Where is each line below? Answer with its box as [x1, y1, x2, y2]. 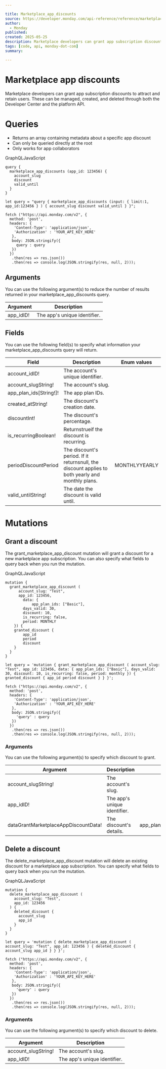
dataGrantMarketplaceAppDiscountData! [7, 822, 102, 829]
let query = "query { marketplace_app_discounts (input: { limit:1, [5, 199, 149, 204]
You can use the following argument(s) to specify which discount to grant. [5, 754, 156, 760]
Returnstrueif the [63, 426, 103, 433]
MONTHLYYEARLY [114, 462, 159, 469]
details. [106, 828, 124, 835]
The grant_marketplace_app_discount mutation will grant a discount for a [5, 550, 154, 556]
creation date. [63, 404, 96, 411]
